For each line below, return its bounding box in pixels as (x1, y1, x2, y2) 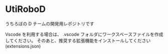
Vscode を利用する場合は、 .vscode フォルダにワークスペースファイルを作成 (5, 31, 163, 37)
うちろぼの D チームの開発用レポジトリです (5, 20, 94, 26)
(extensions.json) (5, 43, 41, 49)
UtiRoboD (5, 3, 46, 15)
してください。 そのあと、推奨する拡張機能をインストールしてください (5, 37, 151, 43)
